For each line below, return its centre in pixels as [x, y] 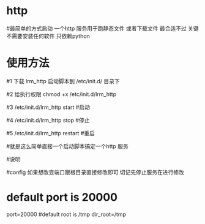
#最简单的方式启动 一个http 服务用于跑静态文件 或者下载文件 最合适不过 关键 [102, 28]
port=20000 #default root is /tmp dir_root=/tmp [66, 214]
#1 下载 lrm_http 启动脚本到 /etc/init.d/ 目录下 [63, 81]
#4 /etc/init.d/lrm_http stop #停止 [48, 120]
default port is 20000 [62, 197]
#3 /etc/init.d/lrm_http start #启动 [48, 107]
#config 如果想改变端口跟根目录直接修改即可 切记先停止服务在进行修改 [95, 172]
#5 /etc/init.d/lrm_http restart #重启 [51, 133]
